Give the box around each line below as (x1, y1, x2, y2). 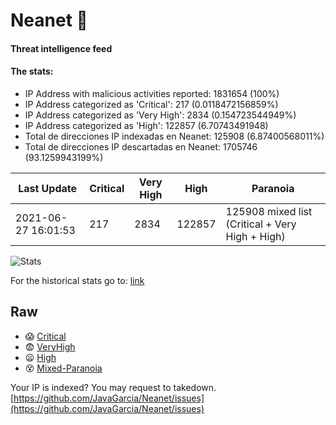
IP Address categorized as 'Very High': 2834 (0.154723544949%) (24, 109, 297, 121)
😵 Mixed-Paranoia (24, 362, 103, 374)
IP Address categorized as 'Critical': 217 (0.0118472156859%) (24, 98, 279, 110)
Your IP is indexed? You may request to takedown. (10, 381, 217, 393)
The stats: (10, 65, 54, 78)
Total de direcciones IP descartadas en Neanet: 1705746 (24, 140, 258, 153)
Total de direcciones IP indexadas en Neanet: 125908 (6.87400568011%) (24, 130, 325, 142)
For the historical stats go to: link (10, 274, 145, 286)
